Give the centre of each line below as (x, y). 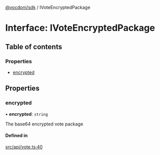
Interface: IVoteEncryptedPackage (80, 28)
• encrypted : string (27, 114)
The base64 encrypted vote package (44, 124)
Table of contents (34, 47)
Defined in (17, 136)
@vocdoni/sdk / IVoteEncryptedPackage (48, 7)
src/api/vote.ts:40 (24, 147)
